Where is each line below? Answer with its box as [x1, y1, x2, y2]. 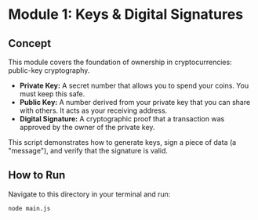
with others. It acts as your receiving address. [19, 106, 168, 115]
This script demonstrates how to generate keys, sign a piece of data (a [8, 138, 237, 146]
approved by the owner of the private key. [19, 123, 155, 132]
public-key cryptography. [8, 66, 90, 75]
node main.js [8, 204, 51, 212]
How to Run [8, 168, 66, 182]
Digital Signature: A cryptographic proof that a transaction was [19, 114, 225, 123]
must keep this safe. [19, 89, 85, 99]
